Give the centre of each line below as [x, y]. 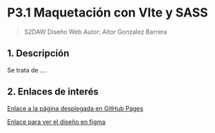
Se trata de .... [27, 70]
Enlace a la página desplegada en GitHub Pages [75, 108]
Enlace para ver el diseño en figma [56, 121]
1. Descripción [38, 53]
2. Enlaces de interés [53, 92]
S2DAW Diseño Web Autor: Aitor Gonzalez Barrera [95, 32]
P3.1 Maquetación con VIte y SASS [107, 13]
